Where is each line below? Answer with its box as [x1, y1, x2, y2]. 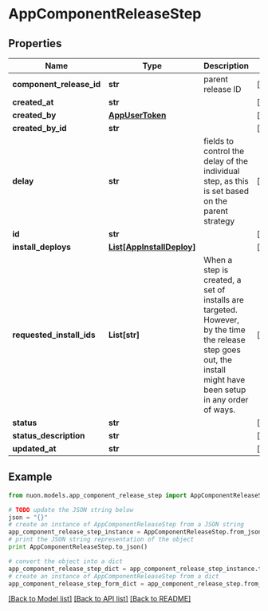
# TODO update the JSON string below [8, 506, 134, 514]
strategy [203, 216, 235, 226]
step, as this [203, 176, 249, 186]
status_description [12, 430, 85, 441]
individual [203, 165, 240, 177]
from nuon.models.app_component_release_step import [8, 491, 187, 499]
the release [203, 335, 246, 345]
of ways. [203, 404, 236, 415]
